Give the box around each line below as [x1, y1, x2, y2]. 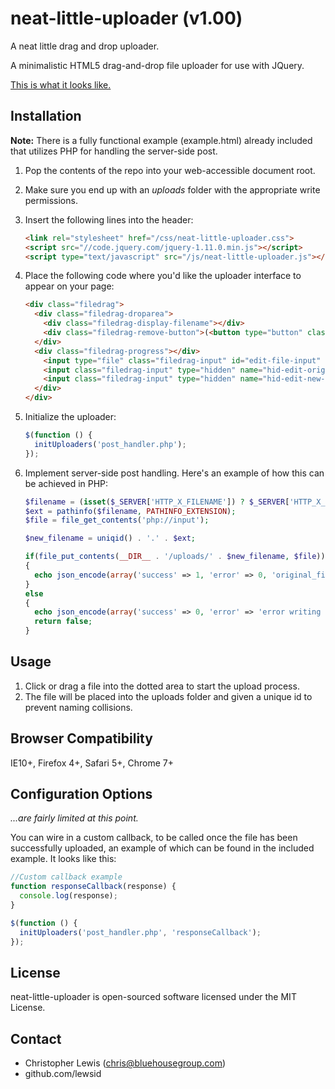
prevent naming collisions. [24, 701, 133, 713]
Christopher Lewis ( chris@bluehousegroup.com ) [24, 1057, 227, 1069]
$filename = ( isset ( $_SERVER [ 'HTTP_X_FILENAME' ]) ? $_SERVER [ [24, 497, 290, 507]
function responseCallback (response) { [10, 882, 177, 892]
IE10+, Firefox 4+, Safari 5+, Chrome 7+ [10, 757, 174, 769]
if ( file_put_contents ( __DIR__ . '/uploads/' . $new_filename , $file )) [24, 552, 326, 562]
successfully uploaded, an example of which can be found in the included [10, 842, 315, 854]
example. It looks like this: [10, 853, 117, 865]
